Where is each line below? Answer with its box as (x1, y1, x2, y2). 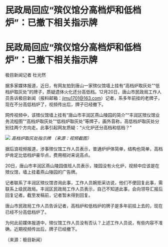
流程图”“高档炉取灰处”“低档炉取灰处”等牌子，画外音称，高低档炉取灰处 (9, 118, 155, 124)
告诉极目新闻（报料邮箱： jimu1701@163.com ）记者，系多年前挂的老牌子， (9, 95, 162, 101)
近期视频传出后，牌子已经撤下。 (13, 226, 80, 232)
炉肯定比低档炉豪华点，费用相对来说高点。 (5, 152, 93, 158)
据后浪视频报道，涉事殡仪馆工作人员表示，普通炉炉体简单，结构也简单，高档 (5, 146, 163, 152)
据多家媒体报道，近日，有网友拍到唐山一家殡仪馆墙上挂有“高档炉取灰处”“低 (5, 83, 160, 89)
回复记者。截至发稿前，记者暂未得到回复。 (5, 192, 93, 198)
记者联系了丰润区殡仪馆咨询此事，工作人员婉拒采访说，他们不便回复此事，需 (5, 180, 163, 186)
